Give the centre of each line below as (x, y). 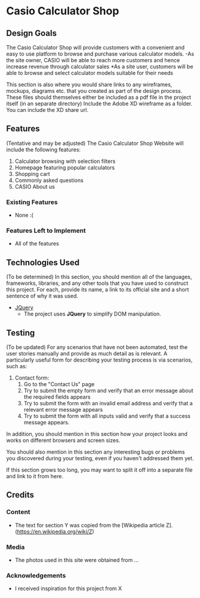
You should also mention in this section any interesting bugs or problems (96, 452)
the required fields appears (57, 397)
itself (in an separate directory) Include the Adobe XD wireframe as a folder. (99, 104)
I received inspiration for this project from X (68, 588)
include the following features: (44, 149)
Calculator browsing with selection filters (65, 161)
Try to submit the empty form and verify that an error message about (109, 391)
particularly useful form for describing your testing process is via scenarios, (99, 360)
